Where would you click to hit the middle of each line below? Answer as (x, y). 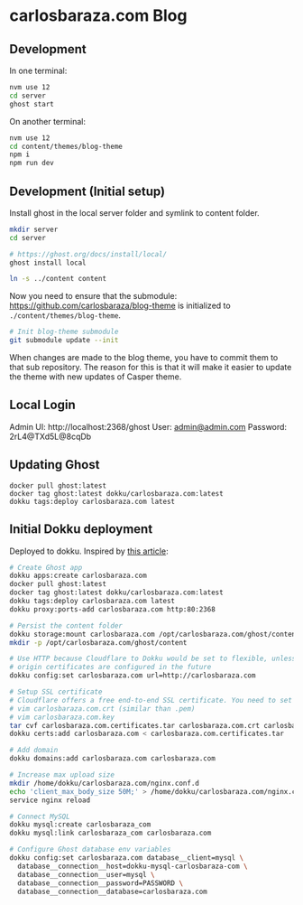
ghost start (32, 104)
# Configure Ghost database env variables (90, 850)
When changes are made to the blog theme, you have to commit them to (144, 358)
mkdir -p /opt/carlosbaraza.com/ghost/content (98, 642)
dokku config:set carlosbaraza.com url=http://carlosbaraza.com (133, 676)
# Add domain (34, 751)
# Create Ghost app (46, 567)
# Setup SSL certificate (56, 692)
